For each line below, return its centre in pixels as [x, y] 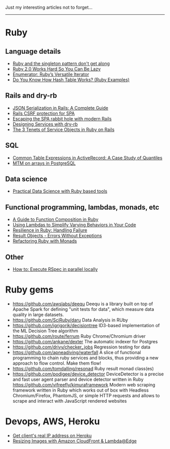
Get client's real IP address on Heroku [52, 435]
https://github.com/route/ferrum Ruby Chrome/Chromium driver [79, 336]
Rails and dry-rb [31, 96]
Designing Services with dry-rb [45, 124]
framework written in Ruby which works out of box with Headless [81, 390]
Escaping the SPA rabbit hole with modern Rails [62, 118]
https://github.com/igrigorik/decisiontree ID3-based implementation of [86, 325]
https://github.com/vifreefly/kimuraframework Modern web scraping [84, 385]
